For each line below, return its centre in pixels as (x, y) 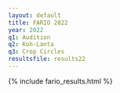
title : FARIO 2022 (38, 23)
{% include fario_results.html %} (61, 81)
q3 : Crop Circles (36, 52)
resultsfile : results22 (47, 59)
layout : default (35, 15)
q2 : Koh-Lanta (31, 45)
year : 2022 (26, 30)
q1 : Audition (29, 37)
